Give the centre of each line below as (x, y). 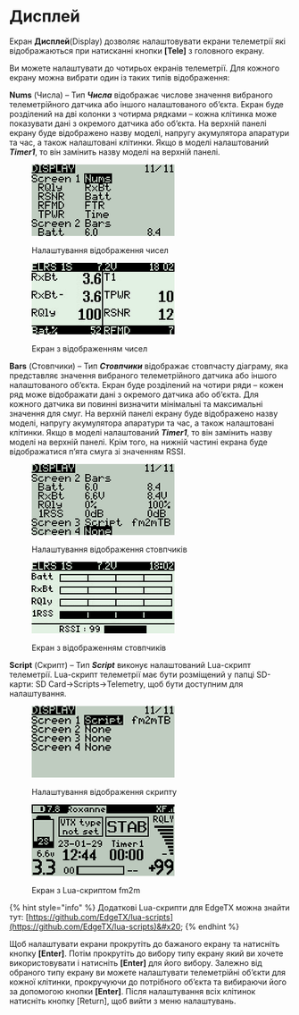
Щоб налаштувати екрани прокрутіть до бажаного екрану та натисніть (145, 943)
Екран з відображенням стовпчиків (99, 647)
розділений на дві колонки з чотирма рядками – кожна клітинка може (143, 114)
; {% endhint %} (209, 926)
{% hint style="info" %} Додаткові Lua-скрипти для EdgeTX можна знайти (149, 907)
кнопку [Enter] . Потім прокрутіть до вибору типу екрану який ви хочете (146, 953)
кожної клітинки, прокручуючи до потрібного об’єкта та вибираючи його (148, 982)
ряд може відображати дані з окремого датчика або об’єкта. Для (134, 394)
